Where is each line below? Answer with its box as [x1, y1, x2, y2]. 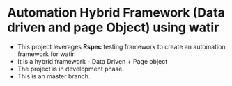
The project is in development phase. [17, 64, 124, 73]
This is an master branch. [17, 71, 91, 80]
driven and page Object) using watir [7, 19, 219, 35]
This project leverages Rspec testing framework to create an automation [17, 42, 226, 51]
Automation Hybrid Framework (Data [7, 5, 225, 21]
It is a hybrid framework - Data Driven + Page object [17, 57, 168, 65]
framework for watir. [17, 50, 77, 58]
